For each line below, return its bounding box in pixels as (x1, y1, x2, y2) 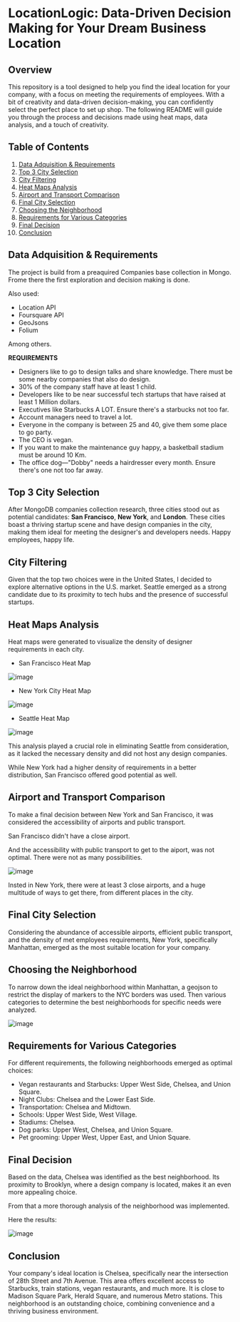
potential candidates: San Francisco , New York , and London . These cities (8, 513, 226, 521)
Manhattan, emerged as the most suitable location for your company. (8, 943, 211, 951)
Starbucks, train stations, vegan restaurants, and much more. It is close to (8, 1283, 225, 1292)
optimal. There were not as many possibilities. (8, 853, 143, 861)
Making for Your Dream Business (8, 20, 207, 36)
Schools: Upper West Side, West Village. (18, 1110, 137, 1119)
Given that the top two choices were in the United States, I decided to (8, 575, 212, 584)
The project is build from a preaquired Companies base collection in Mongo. (8, 267, 232, 276)
